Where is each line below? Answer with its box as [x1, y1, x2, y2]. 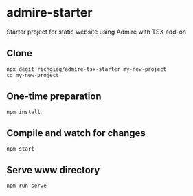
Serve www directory [6, 164, 100, 176]
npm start [6, 146, 35, 153]
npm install [6, 109, 41, 116]
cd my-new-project [6, 72, 59, 78]
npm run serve [6, 182, 47, 190]
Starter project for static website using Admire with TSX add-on [6, 28, 187, 36]
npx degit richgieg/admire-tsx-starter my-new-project [6, 65, 167, 73]
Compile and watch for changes [6, 127, 146, 139]
